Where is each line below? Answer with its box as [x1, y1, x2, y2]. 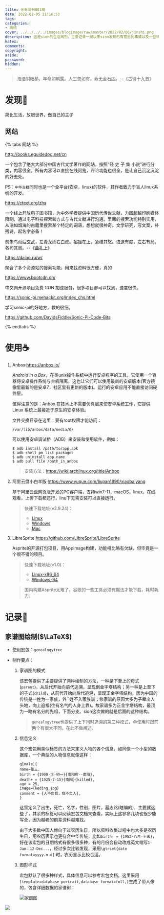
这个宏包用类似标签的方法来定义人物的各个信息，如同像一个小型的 [19, 746, 152, 752]
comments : [5, 44, 25, 48]
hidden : [5, 62, 21, 67]
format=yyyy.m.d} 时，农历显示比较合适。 [19, 851, 103, 857]
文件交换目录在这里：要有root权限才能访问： [12, 417, 102, 423]
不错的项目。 [20, 551, 47, 557]
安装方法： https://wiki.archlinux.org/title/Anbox [24, 468, 120, 474]
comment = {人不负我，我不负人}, [19, 791, 81, 796]
